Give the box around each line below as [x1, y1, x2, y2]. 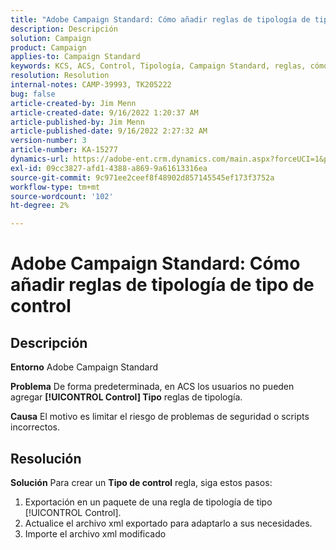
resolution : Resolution [10, 71, 110, 81]
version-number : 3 [10, 136, 87, 146]
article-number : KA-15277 [10, 145, 118, 155]
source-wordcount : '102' [10, 191, 114, 201]
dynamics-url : [10, 154, 70, 164]
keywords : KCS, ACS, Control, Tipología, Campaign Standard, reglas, [10, 61, 307, 71]
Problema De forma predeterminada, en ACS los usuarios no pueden [10, 381, 295, 393]
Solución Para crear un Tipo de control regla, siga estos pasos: [10, 476, 273, 488]
